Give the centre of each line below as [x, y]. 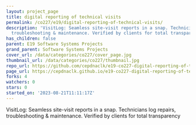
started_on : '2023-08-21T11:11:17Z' [50, 93]
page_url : [18, 71]
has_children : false [31, 39]
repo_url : [18, 66]
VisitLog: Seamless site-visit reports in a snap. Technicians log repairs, [91, 109]
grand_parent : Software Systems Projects [57, 50]
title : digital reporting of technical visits [64, 17]
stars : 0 [17, 88]
